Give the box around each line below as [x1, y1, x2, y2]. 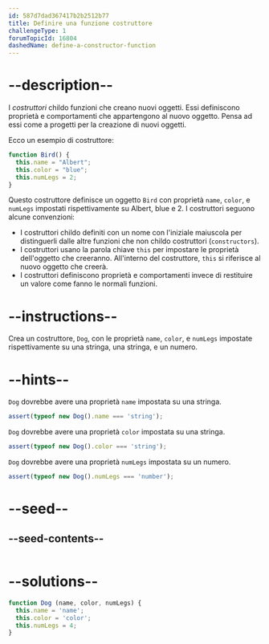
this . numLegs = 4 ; [15, 622, 78, 630]
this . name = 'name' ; [15, 606, 84, 614]
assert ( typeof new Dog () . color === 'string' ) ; [8, 442, 167, 450]
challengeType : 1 [8, 26, 67, 35]
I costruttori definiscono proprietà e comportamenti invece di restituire [19, 271, 253, 280]
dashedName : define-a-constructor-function [8, 42, 157, 50]
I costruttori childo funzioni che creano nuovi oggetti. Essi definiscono [8, 103, 240, 112]
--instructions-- [8, 307, 118, 325]
